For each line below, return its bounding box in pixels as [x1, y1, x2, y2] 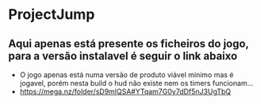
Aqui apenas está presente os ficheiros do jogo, [8, 37, 249, 50]
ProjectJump [8, 6, 95, 24]
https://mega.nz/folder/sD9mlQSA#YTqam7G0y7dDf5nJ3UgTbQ [19, 87, 232, 96]
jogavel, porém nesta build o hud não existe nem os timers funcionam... [19, 79, 254, 87]
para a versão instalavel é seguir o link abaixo [8, 49, 238, 62]
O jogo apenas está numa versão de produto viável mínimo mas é [19, 70, 234, 80]
